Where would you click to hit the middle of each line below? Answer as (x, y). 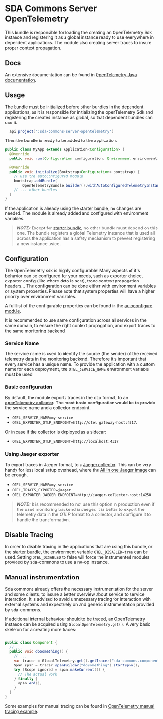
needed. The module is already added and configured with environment (77, 213)
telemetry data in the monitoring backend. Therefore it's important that (76, 359)
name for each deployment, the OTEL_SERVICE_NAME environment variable (77, 369)
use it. (11, 123)
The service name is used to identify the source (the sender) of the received (81, 354)
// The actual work (37, 674)
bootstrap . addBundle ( (35, 181)
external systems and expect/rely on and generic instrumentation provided (80, 605)
